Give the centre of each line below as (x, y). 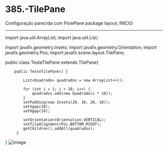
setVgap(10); (37, 106)
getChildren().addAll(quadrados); (59, 128)
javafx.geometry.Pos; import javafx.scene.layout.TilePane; (65, 52)
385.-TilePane (35, 9)
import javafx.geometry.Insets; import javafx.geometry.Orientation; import (81, 47)
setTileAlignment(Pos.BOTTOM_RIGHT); (62, 124)
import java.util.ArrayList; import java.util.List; (52, 37)
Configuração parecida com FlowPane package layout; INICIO (69, 23)
